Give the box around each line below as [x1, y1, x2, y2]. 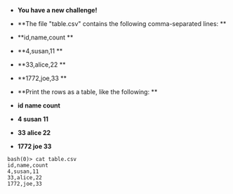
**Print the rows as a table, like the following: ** [17, 88, 158, 96]
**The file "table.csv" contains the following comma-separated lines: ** [17, 20, 227, 27]
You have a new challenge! [17, 6, 98, 14]
